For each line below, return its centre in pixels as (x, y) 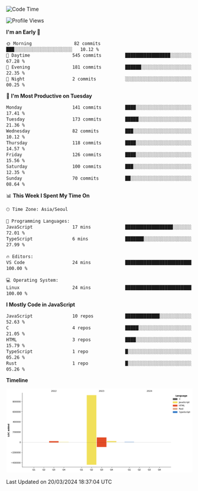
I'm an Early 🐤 (23, 32)
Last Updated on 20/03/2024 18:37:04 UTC (59, 482)
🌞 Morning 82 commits (53, 44)
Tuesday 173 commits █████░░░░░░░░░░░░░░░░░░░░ (99, 119)
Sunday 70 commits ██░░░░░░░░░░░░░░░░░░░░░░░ (99, 178)
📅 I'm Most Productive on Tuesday (49, 96)
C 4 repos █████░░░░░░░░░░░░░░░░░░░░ (99, 328)
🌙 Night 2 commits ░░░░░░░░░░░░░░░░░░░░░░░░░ (99, 79)
